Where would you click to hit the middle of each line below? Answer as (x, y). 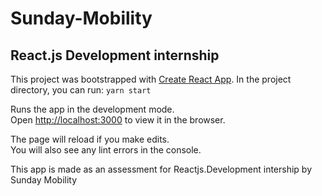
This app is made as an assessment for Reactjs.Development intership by (161, 169)
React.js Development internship (115, 55)
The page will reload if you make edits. (90, 139)
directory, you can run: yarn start (81, 90)
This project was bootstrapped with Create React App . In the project (151, 79)
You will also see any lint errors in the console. (106, 150)
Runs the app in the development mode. (92, 109)
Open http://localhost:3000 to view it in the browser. (118, 120)
